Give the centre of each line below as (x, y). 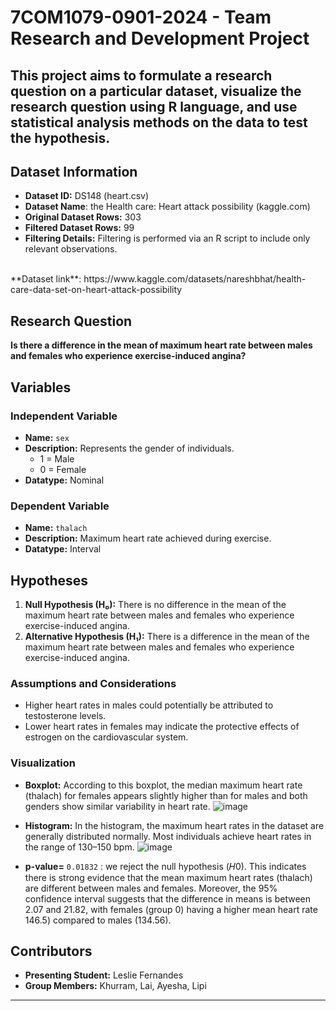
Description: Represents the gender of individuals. (129, 448)
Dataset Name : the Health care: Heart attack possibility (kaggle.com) (167, 207)
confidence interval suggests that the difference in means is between (167, 898)
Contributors (51, 951)
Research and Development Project (160, 38)
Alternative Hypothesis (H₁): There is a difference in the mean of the (167, 636)
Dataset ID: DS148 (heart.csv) (87, 196)
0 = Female (63, 469)
